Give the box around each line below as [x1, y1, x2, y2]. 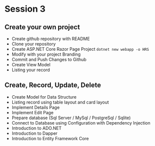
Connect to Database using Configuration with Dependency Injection [11, 120, 151, 125]
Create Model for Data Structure [11, 94, 77, 100]
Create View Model [11, 62, 51, 67]
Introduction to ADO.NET [11, 125, 62, 131]
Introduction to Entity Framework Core [11, 135, 89, 141]
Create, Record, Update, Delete [4, 81, 101, 89]
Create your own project [4, 23, 80, 31]
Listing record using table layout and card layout [11, 99, 109, 105]
